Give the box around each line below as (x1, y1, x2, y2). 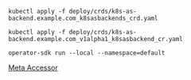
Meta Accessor (8, 63, 58, 72)
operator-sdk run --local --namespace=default (8, 49, 166, 57)
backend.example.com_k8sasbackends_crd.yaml (8, 14, 158, 22)
